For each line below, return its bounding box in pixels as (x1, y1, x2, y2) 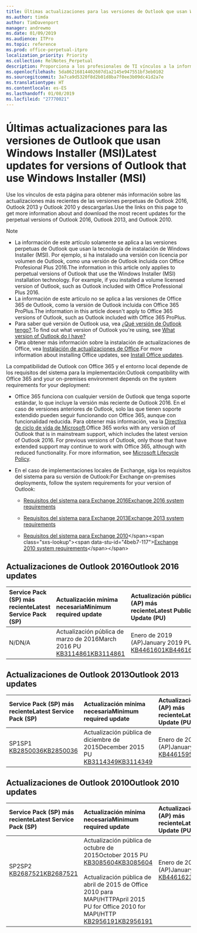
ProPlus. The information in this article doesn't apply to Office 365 (14, 307, 173, 315)
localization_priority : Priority (6, 52, 88, 58)
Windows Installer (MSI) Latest (6, 146, 157, 159)
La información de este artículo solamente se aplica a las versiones (14, 239, 177, 246)
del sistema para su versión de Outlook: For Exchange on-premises (14, 473, 176, 480)
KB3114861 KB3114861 (56, 649, 125, 658)
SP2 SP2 (9, 862, 32, 870)
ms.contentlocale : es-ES (6, 85, 67, 91)
